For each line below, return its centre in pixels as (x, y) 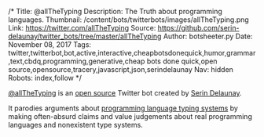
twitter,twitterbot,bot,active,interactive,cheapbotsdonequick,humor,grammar (132, 53)
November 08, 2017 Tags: (50, 45)
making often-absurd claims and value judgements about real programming (130, 116)
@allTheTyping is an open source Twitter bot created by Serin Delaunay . (125, 93)
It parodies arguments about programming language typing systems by (123, 108)
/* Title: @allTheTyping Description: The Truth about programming (115, 11)
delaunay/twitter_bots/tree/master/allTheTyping (85, 36)
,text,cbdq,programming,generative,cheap (77, 61)
